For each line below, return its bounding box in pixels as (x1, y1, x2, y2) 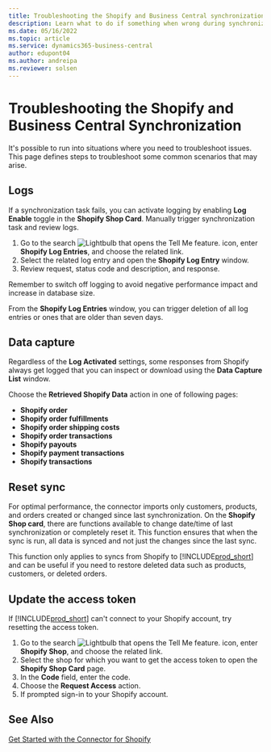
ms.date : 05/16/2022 (8, 27, 78, 35)
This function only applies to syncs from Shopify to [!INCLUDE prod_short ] (8, 552, 254, 561)
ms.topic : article (8, 34, 70, 43)
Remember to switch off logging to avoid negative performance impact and (8, 279, 258, 289)
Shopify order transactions (19, 431, 113, 441)
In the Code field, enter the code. (19, 672, 131, 682)
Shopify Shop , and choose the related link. (19, 646, 163, 656)
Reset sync (8, 480, 66, 494)
